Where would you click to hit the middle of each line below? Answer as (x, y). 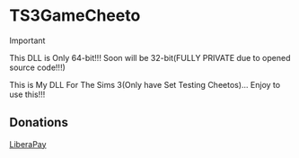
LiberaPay (28, 144)
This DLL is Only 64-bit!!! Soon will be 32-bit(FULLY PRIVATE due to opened (150, 57)
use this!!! (27, 94)
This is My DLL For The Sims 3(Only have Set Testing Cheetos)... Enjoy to (145, 84)
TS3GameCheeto (75, 16)
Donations (39, 123)
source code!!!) (37, 67)
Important (27, 40)
